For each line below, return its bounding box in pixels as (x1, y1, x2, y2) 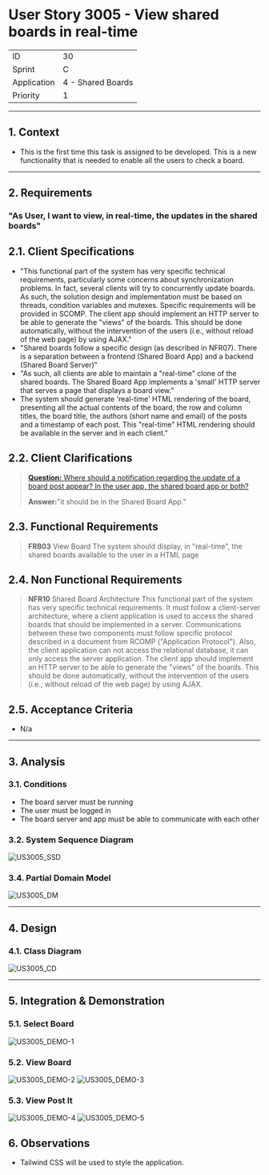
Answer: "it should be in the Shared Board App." (27, 496, 187, 506)
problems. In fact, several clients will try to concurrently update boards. (19, 283, 256, 293)
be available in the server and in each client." (19, 427, 168, 438)
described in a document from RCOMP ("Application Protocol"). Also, (27, 637, 256, 646)
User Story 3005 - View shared (8, 6, 219, 24)
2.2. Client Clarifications (8, 452, 133, 465)
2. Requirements (8, 186, 93, 200)
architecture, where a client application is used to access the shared (27, 611, 254, 621)
